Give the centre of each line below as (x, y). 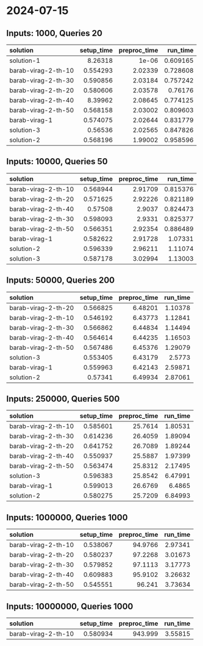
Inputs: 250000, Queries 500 (63, 399)
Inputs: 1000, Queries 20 (54, 33)
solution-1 (25, 60)
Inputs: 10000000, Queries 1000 (70, 606)
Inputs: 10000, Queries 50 (57, 161)
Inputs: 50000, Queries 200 (61, 281)
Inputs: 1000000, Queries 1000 (67, 517)
